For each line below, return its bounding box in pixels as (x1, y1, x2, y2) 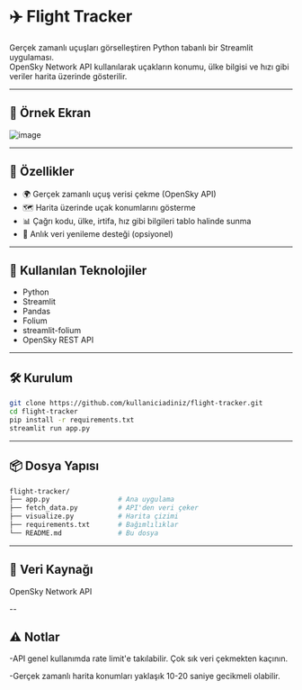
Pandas (22, 306, 51, 317)
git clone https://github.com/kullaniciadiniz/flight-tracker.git (9, 399, 263, 408)
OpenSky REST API (22, 334, 94, 346)
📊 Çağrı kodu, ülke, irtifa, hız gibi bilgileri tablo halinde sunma (22, 215, 252, 226)
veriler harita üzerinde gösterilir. (9, 70, 128, 81)
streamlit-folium (22, 325, 82, 336)
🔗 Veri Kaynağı (9, 562, 93, 577)
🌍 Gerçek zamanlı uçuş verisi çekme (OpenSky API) (22, 188, 218, 199)
